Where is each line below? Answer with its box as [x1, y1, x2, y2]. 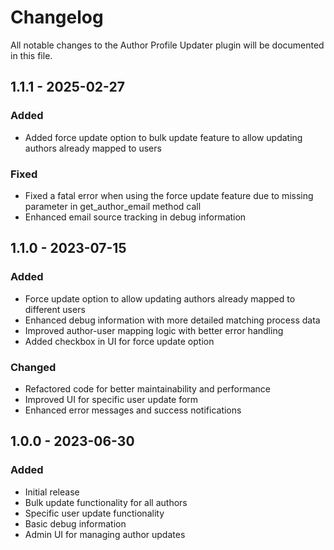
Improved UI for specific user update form [24, 393, 199, 405]
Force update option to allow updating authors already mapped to [24, 292, 296, 305]
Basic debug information [24, 517, 127, 530]
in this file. [10, 49, 53, 61]
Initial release [24, 486, 80, 498]
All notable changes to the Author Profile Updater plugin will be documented [10, 39, 325, 51]
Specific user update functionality [24, 507, 165, 519]
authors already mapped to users [24, 142, 162, 154]
